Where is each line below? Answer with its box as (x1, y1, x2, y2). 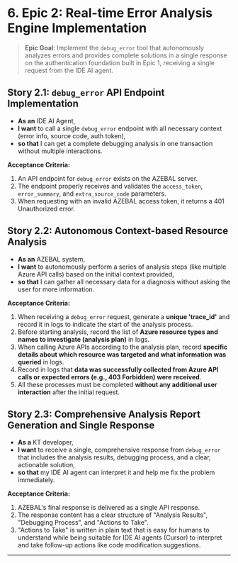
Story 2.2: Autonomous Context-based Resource (7, 225, 229, 237)
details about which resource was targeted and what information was (17, 350, 227, 359)
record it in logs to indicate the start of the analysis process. (17, 320, 193, 328)
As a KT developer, (17, 438, 74, 447)
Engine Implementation (7, 20, 147, 36)
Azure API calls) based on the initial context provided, (17, 269, 175, 278)
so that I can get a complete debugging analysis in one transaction (17, 139, 213, 147)
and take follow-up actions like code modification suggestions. (17, 541, 201, 550)
